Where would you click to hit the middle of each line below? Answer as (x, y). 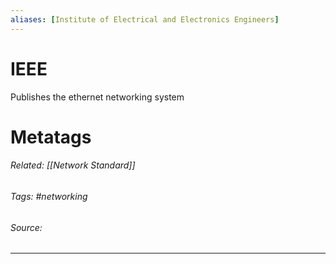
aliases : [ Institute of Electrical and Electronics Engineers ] (145, 19)
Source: (26, 227)
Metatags (51, 137)
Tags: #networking (49, 196)
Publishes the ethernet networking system (97, 97)
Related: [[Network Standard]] (73, 165)
